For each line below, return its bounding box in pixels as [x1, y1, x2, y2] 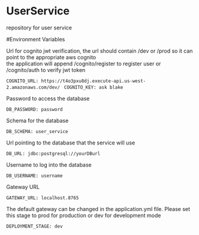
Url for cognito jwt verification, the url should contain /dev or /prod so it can [6, 47, 193, 55]
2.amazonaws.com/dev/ [6, 84, 61, 91]
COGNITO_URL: [6, 78, 39, 84]
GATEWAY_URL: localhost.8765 [6, 195, 79, 201]
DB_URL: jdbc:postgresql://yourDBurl [6, 150, 101, 156]
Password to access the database [6, 95, 90, 102]
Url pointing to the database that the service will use [6, 139, 135, 146]
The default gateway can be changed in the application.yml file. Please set [6, 205, 191, 212]
